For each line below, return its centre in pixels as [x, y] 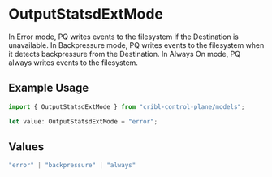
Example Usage [49, 88]
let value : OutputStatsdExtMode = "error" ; [83, 121]
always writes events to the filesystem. [73, 63]
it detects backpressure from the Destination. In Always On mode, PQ [125, 54]
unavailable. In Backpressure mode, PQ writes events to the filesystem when [136, 45]
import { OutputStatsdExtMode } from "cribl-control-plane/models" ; [127, 106]
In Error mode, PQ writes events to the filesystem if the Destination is [124, 37]
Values [26, 147]
